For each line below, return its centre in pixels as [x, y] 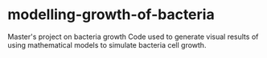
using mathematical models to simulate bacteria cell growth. [107, 44]
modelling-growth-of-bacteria [111, 15]
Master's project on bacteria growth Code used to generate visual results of [133, 37]
